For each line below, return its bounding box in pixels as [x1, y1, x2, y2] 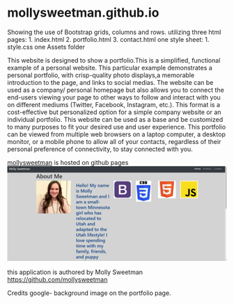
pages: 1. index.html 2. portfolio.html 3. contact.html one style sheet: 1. [7, 35, 210, 43]
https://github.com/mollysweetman [7, 275, 108, 284]
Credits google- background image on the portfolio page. [7, 289, 172, 297]
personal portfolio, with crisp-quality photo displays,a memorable [7, 71, 195, 79]
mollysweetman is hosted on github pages [7, 158, 129, 166]
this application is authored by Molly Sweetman [7, 268, 143, 276]
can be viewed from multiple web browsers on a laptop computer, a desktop [7, 130, 226, 138]
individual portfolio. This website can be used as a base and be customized [7, 115, 224, 123]
